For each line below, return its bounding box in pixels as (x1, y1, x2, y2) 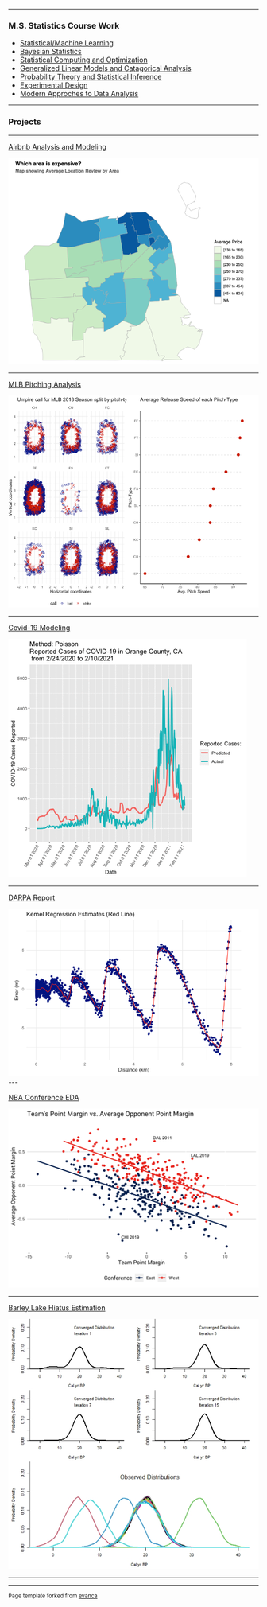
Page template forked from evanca (8, 1592, 98, 1600)
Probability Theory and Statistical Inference (19, 72, 162, 82)
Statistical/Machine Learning (19, 38, 114, 48)
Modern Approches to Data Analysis (19, 89, 139, 99)
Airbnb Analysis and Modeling (8, 142, 107, 151)
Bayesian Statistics (19, 47, 82, 56)
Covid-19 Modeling (8, 623, 71, 632)
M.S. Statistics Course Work (8, 20, 120, 31)
